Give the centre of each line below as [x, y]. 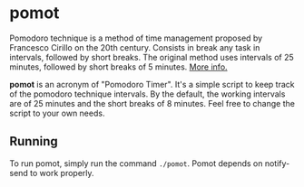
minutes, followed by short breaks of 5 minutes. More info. [119, 67]
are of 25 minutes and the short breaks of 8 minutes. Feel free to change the [152, 103]
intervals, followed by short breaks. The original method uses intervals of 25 [152, 57]
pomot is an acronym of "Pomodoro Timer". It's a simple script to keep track [152, 84]
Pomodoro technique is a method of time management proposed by [136, 38]
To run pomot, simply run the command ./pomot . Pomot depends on [136, 163]
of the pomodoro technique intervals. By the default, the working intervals [147, 94]
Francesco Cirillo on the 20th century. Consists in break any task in [135, 47]
